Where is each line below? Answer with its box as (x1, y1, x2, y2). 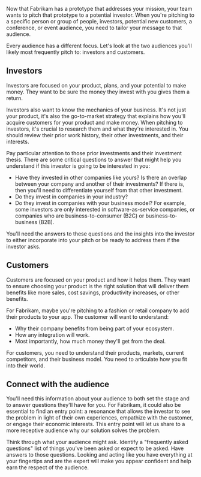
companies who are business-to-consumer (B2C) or (14, 212, 145, 219)
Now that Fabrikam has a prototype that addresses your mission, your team (6, 5, 193, 12)
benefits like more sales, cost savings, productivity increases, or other (6, 289, 180, 296)
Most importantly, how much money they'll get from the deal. (14, 337, 166, 345)
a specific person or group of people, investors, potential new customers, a (6, 18, 193, 25)
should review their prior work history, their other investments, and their (6, 131, 184, 138)
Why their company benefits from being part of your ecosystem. (14, 325, 175, 332)
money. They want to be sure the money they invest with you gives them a (6, 88, 190, 95)
